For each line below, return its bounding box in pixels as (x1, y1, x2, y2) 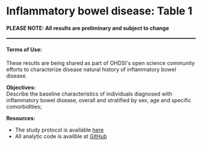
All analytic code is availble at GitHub (14, 132, 107, 139)
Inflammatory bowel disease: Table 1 (6, 4, 192, 18)
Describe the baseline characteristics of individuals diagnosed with (6, 90, 173, 97)
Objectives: (6, 84, 36, 91)
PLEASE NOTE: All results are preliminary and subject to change (6, 24, 170, 31)
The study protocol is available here (14, 126, 104, 133)
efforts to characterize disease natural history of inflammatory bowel (6, 65, 176, 73)
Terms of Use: (6, 46, 42, 53)
